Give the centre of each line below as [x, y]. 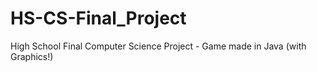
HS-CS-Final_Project [98, 18]
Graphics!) [32, 56]
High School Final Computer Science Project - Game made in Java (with [158, 46]
